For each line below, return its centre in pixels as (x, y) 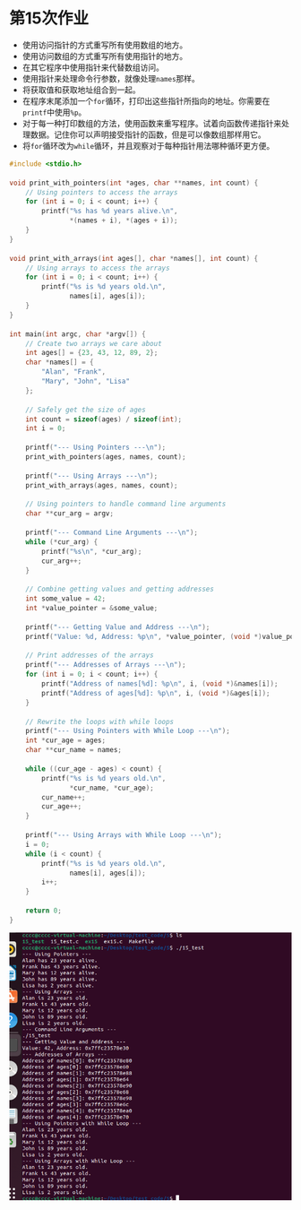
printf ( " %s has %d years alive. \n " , (110, 212)
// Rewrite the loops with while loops (100, 722)
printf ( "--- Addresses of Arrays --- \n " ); (106, 665)
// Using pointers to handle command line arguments (126, 504)
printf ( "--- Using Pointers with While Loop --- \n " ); (128, 731)
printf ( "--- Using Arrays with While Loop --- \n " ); (124, 835)
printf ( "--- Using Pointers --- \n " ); (96, 448)
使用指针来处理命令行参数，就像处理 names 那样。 (111, 78)
